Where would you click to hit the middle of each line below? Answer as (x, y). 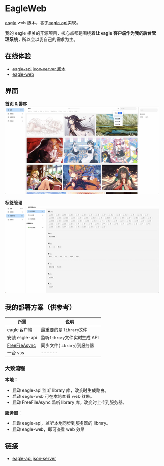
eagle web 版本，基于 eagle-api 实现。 (43, 23)
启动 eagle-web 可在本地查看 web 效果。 (53, 396)
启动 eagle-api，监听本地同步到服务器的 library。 (61, 423)
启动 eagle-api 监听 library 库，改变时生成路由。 (60, 390)
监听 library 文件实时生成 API (70, 337)
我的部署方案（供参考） (40, 308)
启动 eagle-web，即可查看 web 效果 (48, 429)
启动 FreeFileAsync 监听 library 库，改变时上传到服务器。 (69, 402)
